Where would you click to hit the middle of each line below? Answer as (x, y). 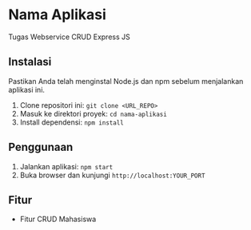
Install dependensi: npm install (72, 122)
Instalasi (30, 62)
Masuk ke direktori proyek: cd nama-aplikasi (94, 113)
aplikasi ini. (27, 89)
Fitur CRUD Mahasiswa (58, 219)
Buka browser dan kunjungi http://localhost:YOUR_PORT (112, 175)
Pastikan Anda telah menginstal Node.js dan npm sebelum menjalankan (126, 81)
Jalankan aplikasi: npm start (66, 166)
